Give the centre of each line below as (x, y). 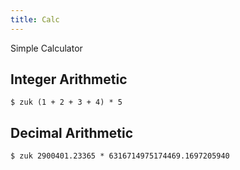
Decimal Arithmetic (71, 132)
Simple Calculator (46, 48)
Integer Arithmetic (69, 79)
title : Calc (35, 19)
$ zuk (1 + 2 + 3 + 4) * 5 (66, 102)
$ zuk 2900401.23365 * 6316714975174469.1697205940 (120, 156)
